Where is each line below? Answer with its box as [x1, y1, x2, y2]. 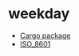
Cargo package [19, 31, 71, 40]
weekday [8, 5, 70, 23]
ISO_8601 [19, 39, 51, 48]
